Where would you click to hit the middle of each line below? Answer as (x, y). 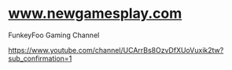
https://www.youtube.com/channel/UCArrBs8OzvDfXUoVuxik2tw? (116, 50)
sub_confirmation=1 (40, 58)
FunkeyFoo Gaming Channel (54, 35)
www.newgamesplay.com (95, 14)
